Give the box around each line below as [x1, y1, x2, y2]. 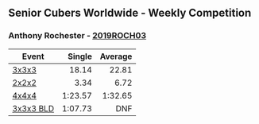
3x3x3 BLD [12, 103, 54, 114]
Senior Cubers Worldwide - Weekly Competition [8, 6, 252, 20]
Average [99, 51, 133, 62]
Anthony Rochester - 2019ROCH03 [8, 30, 147, 41]
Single [67, 51, 93, 62]
